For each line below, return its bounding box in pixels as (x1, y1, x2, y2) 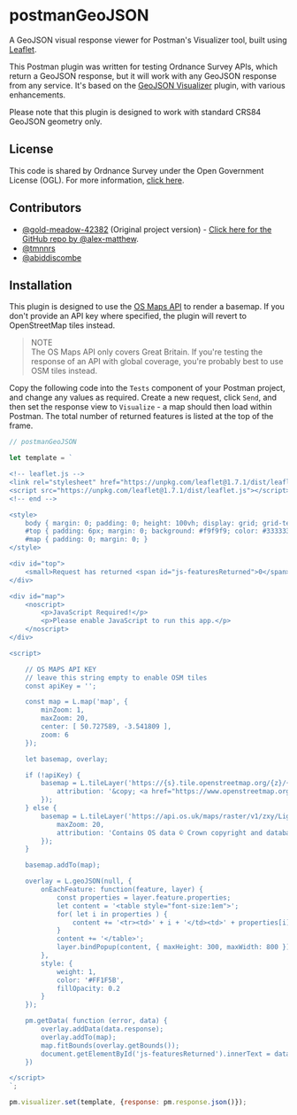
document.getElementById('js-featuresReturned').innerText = (41, 1049, 271, 1058)
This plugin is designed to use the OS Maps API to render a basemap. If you (9, 301, 286, 312)
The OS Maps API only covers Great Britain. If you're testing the (30, 347, 263, 357)
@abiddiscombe (21, 252, 82, 262)
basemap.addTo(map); (25, 861, 101, 869)
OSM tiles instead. (30, 365, 98, 377)
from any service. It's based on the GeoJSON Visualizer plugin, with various (9, 80, 286, 90)
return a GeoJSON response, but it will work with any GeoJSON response (9, 70, 277, 81)
